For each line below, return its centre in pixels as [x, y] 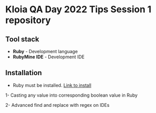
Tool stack [22, 39]
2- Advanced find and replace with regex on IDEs [57, 105]
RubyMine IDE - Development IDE [48, 57]
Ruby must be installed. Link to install [52, 85]
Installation [24, 73]
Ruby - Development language [45, 51]
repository [28, 20]
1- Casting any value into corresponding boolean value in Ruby [71, 95]
